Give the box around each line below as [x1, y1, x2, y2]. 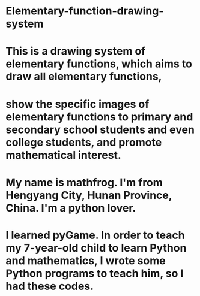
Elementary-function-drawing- [5, 4, 164, 18]
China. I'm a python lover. [5, 201, 136, 215]
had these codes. [5, 279, 94, 293]
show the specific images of [5, 97, 150, 111]
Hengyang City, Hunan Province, [5, 188, 172, 202]
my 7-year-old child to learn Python [5, 241, 187, 255]
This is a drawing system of [5, 44, 146, 58]
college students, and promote [5, 135, 162, 149]
